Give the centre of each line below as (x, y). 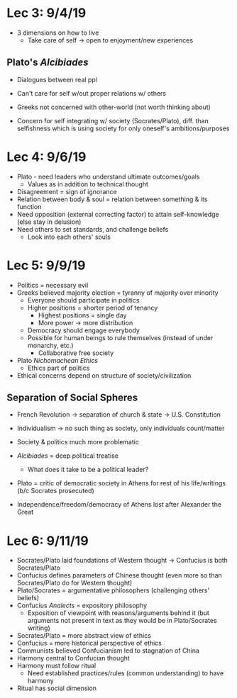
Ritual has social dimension (57, 688)
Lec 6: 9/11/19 (48, 541)
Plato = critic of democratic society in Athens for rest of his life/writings (121, 483)
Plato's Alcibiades (48, 63)
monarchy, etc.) (50, 345)
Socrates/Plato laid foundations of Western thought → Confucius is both (122, 561)
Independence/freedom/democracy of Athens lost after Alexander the (119, 505)
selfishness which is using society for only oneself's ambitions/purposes (123, 128)
